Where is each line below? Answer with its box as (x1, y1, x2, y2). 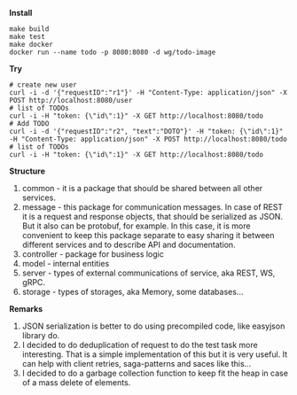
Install (9, 8, 33, 18)
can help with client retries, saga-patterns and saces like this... (21, 359, 252, 368)
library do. (21, 330, 60, 340)
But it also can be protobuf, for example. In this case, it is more (21, 221, 251, 231)
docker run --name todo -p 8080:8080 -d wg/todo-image (9, 48, 216, 57)
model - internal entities (21, 259, 110, 268)
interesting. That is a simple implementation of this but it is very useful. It (21, 349, 288, 360)
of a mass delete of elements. (21, 377, 131, 388)
